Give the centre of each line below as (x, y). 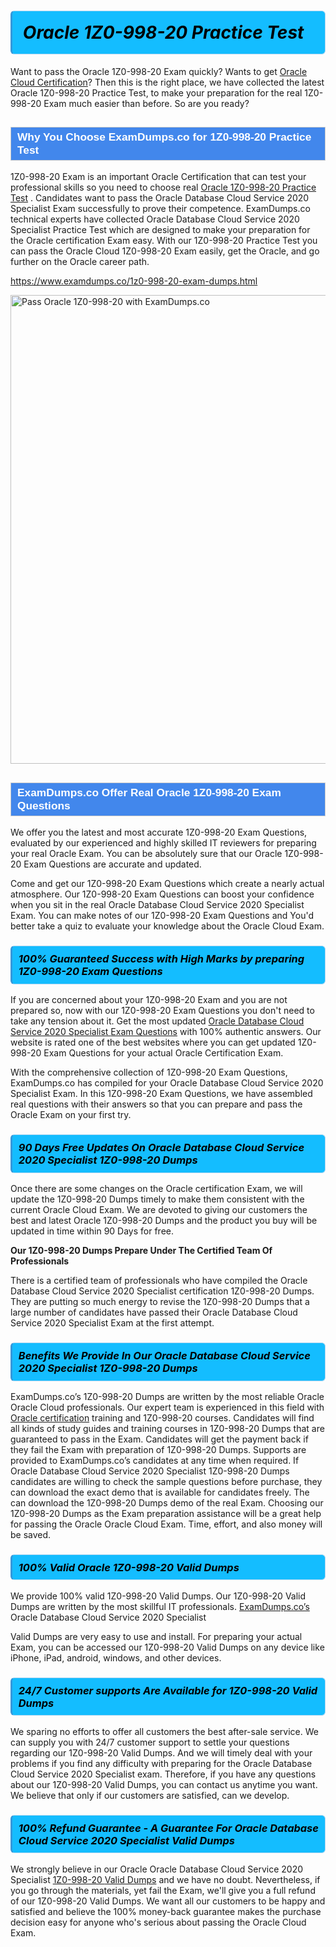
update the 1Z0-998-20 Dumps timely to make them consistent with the (157, 1199)
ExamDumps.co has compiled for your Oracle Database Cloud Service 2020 (167, 1083)
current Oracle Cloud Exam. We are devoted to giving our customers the (159, 1209)
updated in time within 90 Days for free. (92, 1231)
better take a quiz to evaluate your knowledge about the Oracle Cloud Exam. (167, 926)
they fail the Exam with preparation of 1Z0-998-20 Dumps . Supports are (158, 1449)
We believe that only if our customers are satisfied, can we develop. (150, 1795)
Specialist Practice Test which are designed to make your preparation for (160, 230)
